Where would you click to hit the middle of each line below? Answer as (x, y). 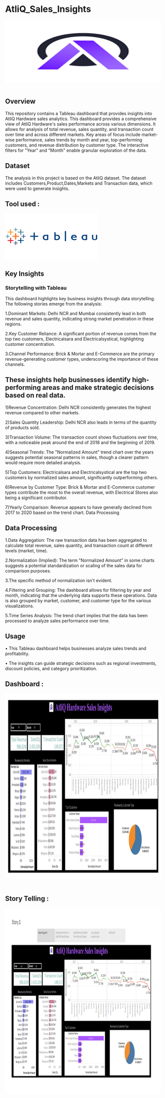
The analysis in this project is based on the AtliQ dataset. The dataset (76, 178)
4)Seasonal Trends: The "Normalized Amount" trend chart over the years (80, 452)
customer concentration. (30, 344)
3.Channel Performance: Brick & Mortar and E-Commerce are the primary (80, 354)
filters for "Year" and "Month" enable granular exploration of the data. (76, 150)
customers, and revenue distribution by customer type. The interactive (77, 145)
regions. (14, 324)
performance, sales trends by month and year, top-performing (79, 139)
